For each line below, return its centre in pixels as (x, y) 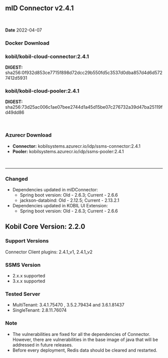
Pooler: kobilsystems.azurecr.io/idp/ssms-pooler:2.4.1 (68, 151)
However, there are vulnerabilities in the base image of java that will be (85, 339)
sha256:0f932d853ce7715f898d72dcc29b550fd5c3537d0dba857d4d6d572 (84, 73)
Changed (17, 179)
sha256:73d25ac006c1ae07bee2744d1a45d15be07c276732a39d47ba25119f (84, 107)
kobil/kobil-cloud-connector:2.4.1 (47, 56)
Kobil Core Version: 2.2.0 (45, 227)
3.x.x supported (29, 281)
